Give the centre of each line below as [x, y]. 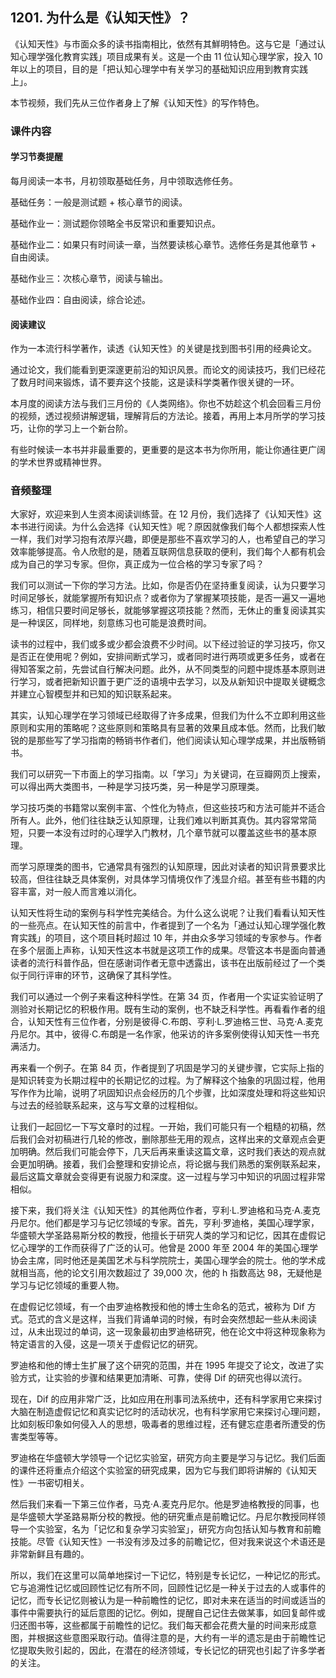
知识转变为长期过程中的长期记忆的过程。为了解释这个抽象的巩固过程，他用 [172, 1080]
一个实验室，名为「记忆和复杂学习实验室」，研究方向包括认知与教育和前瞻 [170, 1529]
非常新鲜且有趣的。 [50, 1554]
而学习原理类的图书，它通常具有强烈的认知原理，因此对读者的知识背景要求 [163, 867]
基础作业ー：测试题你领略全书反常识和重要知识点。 [115, 223]
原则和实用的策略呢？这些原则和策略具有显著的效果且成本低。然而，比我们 [163, 728]
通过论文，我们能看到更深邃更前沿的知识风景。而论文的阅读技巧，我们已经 [163, 370]
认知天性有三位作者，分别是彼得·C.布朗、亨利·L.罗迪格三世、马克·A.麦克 [175, 1022]
